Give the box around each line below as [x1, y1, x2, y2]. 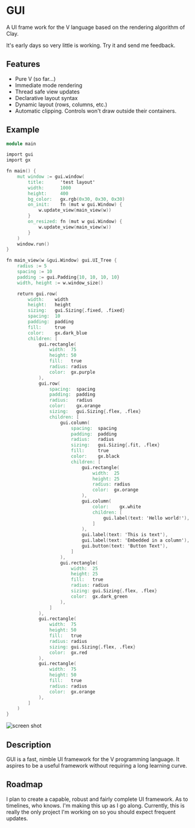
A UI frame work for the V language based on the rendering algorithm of [6, 24, 185, 31]
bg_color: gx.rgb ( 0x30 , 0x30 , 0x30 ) [28, 196, 125, 202]
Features [6, 59, 40, 69]
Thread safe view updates [14, 88, 80, 95]
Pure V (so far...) [14, 75, 56, 82]
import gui [6, 151, 34, 157]
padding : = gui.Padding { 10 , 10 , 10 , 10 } [17, 274, 120, 280]
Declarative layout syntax [14, 94, 78, 101]
